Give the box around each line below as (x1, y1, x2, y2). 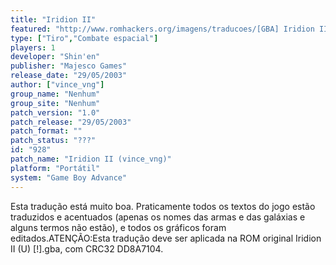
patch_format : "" (10, 126, 83, 136)
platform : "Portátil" (10, 163, 101, 173)
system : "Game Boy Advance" (10, 172, 128, 183)
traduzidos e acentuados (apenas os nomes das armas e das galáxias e (10, 211, 306, 223)
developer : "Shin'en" (10, 52, 101, 62)
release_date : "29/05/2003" (10, 71, 128, 81)
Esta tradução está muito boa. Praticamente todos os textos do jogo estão (10, 200, 316, 212)
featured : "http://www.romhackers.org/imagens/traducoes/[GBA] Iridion (10, 24, 315, 34)
